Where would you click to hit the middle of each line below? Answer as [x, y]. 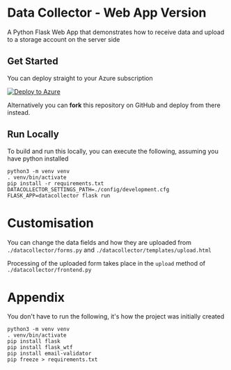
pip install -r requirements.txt [56, 183]
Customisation [50, 223]
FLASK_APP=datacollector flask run [59, 195]
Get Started [33, 62]
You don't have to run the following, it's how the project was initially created [116, 316]
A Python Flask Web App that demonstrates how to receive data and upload [116, 32]
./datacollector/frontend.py [49, 270]
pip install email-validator [49, 354]
